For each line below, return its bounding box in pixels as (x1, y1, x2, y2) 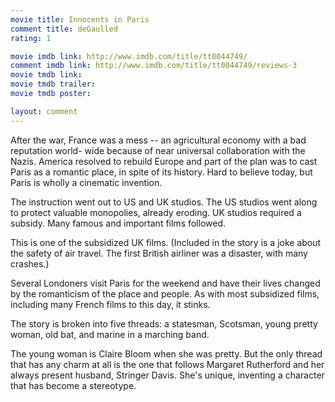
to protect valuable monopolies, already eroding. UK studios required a (10, 206, 302, 218)
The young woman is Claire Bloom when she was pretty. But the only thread (10, 347, 323, 360)
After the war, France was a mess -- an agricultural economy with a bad (10, 134, 307, 146)
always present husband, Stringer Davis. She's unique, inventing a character (10, 369, 325, 381)
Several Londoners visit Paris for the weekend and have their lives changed (10, 277, 321, 289)
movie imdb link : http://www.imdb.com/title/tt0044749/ (10, 51, 248, 61)
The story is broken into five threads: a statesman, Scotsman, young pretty (10, 317, 318, 330)
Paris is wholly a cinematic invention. (10, 176, 163, 188)
